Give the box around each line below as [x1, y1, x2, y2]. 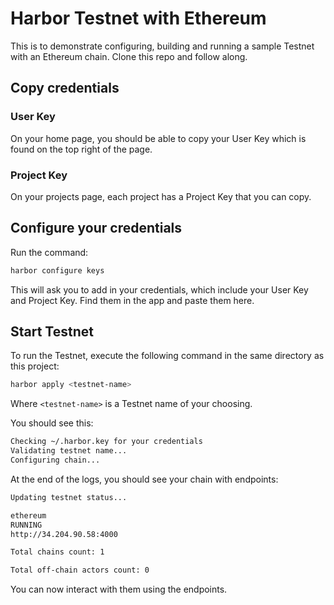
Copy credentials [10, 80, 120, 97]
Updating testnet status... [10, 492, 128, 502]
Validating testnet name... [10, 446, 128, 456]
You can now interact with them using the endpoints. [10, 583, 228, 596]
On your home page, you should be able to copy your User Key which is [10, 132, 307, 144]
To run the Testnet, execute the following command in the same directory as [10, 350, 325, 362]
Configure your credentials [10, 220, 183, 237]
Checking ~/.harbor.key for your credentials [10, 437, 203, 447]
